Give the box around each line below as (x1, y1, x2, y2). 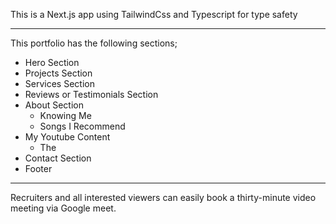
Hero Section (24, 57, 80, 68)
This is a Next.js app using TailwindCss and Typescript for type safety (10, 9, 298, 20)
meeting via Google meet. (10, 202, 117, 214)
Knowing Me (39, 110, 92, 121)
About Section (24, 99, 84, 111)
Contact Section (24, 152, 92, 164)
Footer (24, 163, 53, 174)
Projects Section (24, 67, 93, 79)
